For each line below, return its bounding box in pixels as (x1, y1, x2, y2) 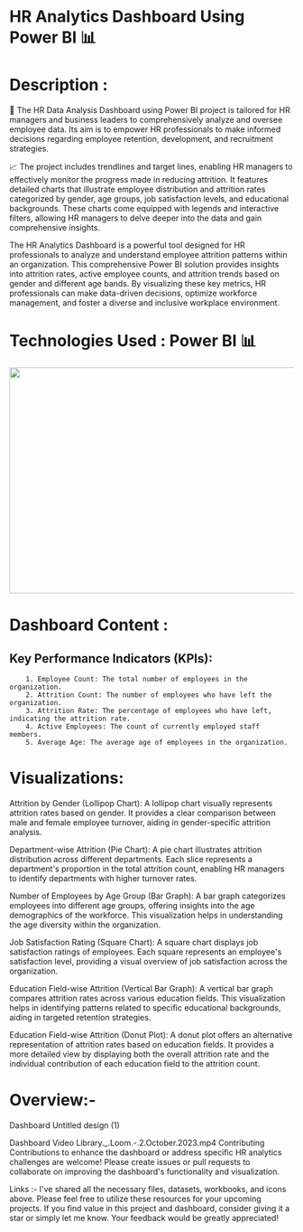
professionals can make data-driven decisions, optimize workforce (9, 287, 258, 299)
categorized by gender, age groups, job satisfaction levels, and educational (9, 193, 289, 204)
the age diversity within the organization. (9, 919, 161, 930)
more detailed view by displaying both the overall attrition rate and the (9, 1049, 270, 1059)
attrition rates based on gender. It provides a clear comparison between (9, 807, 277, 818)
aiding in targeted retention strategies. (9, 1012, 151, 1022)
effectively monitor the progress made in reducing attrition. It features (9, 174, 269, 185)
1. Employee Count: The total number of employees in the (25, 675, 248, 684)
